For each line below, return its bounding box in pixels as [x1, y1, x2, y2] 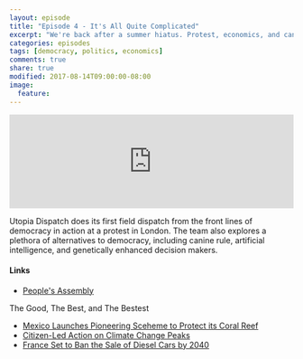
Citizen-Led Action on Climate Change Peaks [22, 329, 191, 340]
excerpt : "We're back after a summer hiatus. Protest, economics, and [9, 30, 280, 39]
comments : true [9, 55, 67, 64]
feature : [17, 89, 50, 98]
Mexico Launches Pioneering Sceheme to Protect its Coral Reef [22, 320, 259, 331]
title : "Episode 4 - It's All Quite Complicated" [9, 22, 200, 31]
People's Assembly [22, 285, 95, 296]
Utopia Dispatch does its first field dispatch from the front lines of [9, 215, 253, 226]
